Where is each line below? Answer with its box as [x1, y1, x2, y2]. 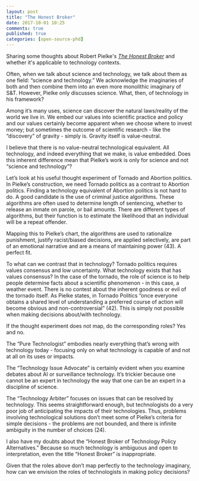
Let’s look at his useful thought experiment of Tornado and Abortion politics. [6, 175, 192, 181]
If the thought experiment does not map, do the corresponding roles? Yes [6, 322, 186, 330]
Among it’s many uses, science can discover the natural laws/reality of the [6, 107, 188, 114]
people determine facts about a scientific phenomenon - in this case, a [6, 280, 179, 286]
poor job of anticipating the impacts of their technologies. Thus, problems [6, 407, 187, 414]
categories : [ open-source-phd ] [6, 36, 84, 42]
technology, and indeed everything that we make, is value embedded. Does [6, 150, 191, 157]
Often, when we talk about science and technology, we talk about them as [6, 71, 187, 77]
